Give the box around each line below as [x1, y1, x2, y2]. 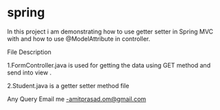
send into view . [7, 68, 52, 77]
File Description [7, 48, 51, 56]
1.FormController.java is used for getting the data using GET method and [7, 61, 211, 69]
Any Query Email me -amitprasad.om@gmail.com [7, 94, 147, 103]
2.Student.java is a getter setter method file [7, 81, 130, 90]
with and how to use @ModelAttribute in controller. [7, 34, 151, 42]
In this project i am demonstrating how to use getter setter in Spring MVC [7, 27, 214, 36]
